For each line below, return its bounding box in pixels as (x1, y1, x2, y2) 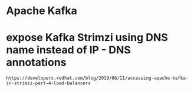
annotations (6, 56, 67, 69)
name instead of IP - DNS (6, 43, 131, 57)
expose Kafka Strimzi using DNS (6, 31, 168, 45)
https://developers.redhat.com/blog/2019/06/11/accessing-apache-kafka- (6, 75, 189, 81)
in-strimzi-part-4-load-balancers (6, 80, 91, 86)
